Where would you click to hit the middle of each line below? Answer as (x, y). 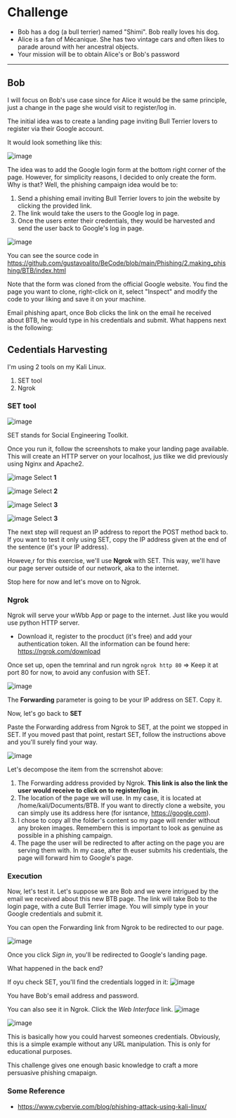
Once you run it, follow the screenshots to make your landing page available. (118, 449)
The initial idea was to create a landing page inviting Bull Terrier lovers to (112, 121)
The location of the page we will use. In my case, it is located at (109, 798)
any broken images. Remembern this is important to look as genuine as (120, 828)
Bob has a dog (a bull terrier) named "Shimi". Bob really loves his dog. (118, 32)
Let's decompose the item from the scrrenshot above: (85, 769)
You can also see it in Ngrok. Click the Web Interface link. (90, 1010)
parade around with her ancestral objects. (78, 46)
